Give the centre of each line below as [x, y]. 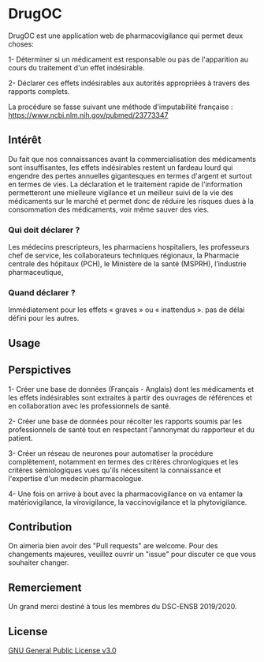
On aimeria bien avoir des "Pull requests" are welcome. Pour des [113, 546]
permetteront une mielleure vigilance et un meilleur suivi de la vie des [121, 192]
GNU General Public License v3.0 [62, 650]
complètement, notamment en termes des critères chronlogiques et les [123, 461]
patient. [20, 438]
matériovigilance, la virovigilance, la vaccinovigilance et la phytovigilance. [128, 502]
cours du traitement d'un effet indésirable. [76, 67]
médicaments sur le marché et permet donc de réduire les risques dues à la [131, 201]
